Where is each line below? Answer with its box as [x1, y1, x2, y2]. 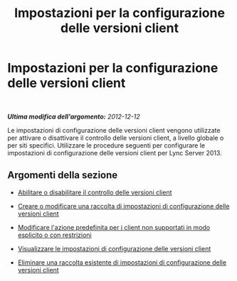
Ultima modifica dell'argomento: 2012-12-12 [7, 112, 140, 121]
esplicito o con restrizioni [17, 231, 92, 239]
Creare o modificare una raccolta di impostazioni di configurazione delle [17, 202, 230, 210]
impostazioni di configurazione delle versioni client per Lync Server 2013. [7, 148, 222, 157]
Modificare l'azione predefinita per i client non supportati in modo [17, 223, 211, 231]
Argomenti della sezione [7, 169, 118, 182]
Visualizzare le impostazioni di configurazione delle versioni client [17, 244, 211, 253]
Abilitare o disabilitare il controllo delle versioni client [17, 188, 172, 197]
